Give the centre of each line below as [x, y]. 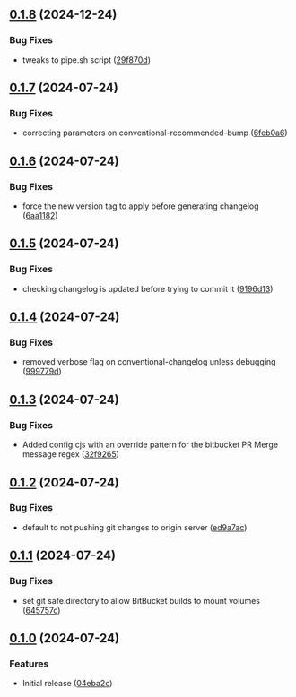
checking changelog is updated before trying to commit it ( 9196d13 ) [148, 288]
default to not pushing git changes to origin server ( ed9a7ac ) [135, 527]
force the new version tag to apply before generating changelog [140, 206]
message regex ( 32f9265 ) [70, 454]
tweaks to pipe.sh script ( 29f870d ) [86, 60]
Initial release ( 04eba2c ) [67, 684]
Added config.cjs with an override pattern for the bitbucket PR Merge [150, 445]
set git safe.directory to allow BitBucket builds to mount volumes [141, 600]
